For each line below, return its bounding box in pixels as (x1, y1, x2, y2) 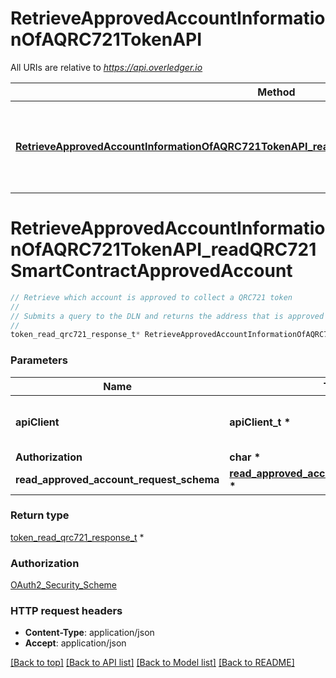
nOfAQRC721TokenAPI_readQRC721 (10, 238, 317, 261)
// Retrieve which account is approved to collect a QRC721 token (10, 292, 293, 302)
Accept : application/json (24, 637, 127, 649)
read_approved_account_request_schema (15, 472, 220, 486)
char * (229, 450, 262, 464)
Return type (10, 508, 70, 522)
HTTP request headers (10, 604, 123, 618)
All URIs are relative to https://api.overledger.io (10, 61, 203, 73)
